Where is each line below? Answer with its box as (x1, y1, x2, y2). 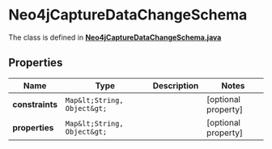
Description (152, 79, 199, 91)
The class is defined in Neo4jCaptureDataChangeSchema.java (8, 32, 222, 42)
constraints (12, 99, 58, 110)
